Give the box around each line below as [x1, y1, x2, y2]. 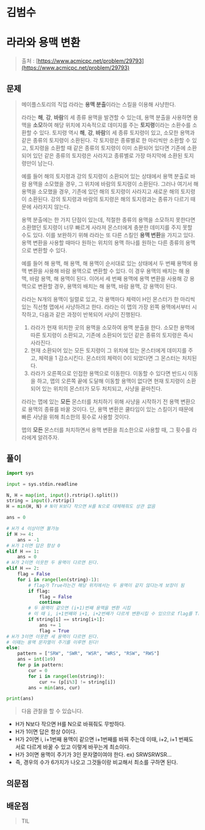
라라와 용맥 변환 [6, 36, 81, 50]
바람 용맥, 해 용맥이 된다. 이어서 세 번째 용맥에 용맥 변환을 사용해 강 [29, 274, 189, 282]
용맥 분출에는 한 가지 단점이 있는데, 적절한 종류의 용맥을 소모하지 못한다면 [21, 216, 196, 223]
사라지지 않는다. [32, 203, 71, 210]
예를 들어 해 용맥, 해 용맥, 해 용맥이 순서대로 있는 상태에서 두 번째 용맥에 [21, 259, 192, 266]
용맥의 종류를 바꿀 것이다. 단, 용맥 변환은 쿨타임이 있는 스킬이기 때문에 [27, 405, 194, 413]
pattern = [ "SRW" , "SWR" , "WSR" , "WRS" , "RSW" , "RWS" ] [17, 650, 160, 657]
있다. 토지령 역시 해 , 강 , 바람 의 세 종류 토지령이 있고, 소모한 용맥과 [39, 129, 195, 136]
